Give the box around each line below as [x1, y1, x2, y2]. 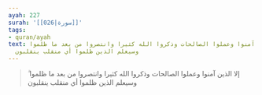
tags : [8, 26, 26, 33]
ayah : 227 [8, 11, 41, 19]
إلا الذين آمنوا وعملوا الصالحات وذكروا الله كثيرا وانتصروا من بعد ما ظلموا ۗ [27, 69, 240, 78]
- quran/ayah [8, 33, 51, 41]
